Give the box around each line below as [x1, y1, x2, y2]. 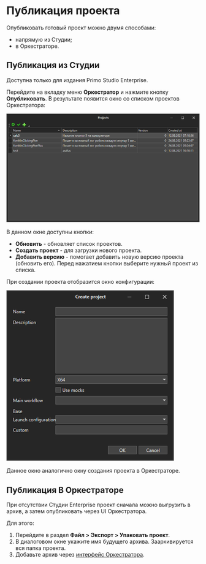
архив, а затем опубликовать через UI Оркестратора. [6, 508, 147, 515]
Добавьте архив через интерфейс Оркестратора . [15, 551, 145, 558]
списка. [15, 266, 36, 273]
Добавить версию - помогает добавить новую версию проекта [15, 253, 184, 261]
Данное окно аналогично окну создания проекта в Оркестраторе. [6, 467, 180, 474]
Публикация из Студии [6, 60, 100, 70]
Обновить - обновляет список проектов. [15, 240, 123, 248]
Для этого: [6, 519, 35, 527]
